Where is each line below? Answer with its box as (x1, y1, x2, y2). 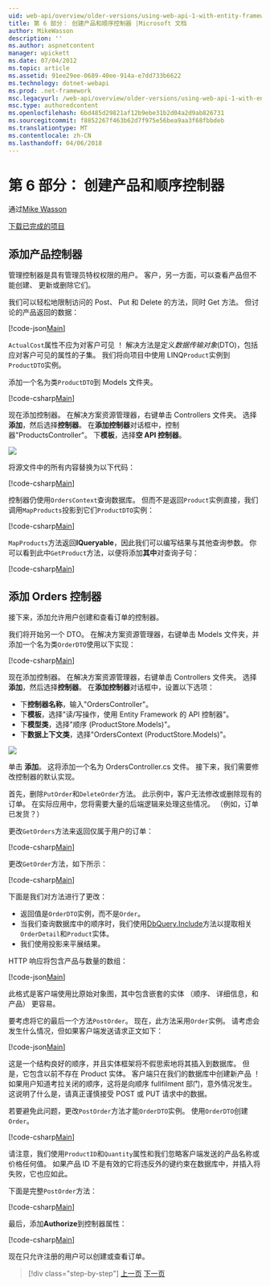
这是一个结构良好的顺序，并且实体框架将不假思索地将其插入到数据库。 (8, 1059, 241, 1069)
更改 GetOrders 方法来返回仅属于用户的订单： (8, 826, 154, 836)
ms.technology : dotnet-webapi (8, 79, 110, 87)
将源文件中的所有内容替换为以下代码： (8, 462, 135, 472)
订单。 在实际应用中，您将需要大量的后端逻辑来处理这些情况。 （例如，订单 (8, 799, 259, 809)
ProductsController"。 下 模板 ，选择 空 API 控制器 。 (18, 430, 186, 440)
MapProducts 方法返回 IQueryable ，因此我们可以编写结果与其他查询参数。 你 (8, 538, 257, 548)
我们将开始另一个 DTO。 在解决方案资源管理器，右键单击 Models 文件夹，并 (8, 630, 260, 639)
